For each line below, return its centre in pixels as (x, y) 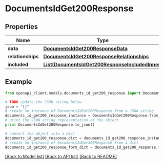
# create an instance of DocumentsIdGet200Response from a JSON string (79, 111)
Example (19, 82)
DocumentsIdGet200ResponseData (85, 48)
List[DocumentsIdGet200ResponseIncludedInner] (103, 64)
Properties (21, 27)
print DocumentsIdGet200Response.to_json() (50, 125)
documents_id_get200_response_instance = (48, 116)
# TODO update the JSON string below (43, 102)
